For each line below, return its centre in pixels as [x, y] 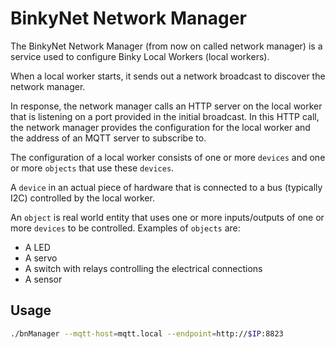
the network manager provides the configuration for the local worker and [160, 127]
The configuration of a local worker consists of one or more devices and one [168, 157]
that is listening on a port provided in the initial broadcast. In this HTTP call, [165, 116]
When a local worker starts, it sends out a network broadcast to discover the [168, 76]
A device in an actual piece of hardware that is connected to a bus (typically [166, 187]
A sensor [43, 279]
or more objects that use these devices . [92, 168]
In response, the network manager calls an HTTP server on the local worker [166, 106]
